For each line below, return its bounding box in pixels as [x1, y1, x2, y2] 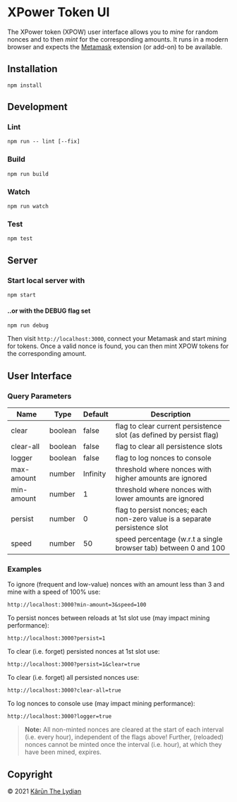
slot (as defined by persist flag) [115, 430, 219, 440]
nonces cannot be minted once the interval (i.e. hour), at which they [24, 741, 222, 749]
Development [7, 101, 68, 113]
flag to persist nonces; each [115, 505, 208, 515]
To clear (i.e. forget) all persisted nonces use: [7, 674, 140, 682]
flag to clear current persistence [115, 421, 222, 431]
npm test [7, 235, 33, 242]
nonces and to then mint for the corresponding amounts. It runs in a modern [7, 35, 229, 43]
